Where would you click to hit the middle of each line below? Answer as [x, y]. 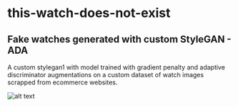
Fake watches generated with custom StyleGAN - [119, 39]
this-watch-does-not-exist [89, 13]
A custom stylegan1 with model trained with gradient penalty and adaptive [116, 67]
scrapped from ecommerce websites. [63, 82]
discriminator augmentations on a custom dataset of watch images [106, 75]
